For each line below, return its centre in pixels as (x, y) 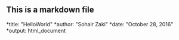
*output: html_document (36, 30)
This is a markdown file (50, 10)
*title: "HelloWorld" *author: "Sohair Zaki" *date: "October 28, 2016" (90, 24)
